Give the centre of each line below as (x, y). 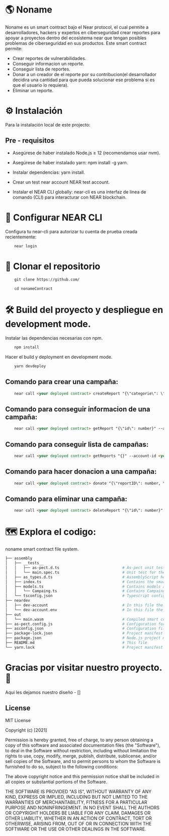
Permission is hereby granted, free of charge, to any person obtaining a (79, 740)
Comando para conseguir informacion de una (78, 409)
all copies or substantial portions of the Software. (56, 782)
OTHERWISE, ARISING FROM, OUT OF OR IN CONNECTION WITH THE (78, 823)
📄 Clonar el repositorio (53, 266)
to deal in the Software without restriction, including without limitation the (81, 750)
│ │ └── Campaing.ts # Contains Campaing (85, 591)
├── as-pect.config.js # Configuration (81, 624)
